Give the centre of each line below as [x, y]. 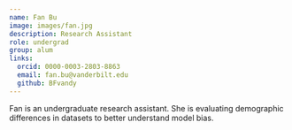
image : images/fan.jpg [51, 26]
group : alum [31, 50]
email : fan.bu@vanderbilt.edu [73, 75]
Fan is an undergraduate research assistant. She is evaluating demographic [147, 108]
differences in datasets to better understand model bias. [111, 118]
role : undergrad [39, 42]
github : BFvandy [47, 83]
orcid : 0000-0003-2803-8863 [69, 67]
